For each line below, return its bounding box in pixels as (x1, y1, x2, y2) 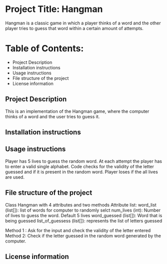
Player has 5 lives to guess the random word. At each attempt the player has (5, 158, 162, 164)
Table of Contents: (5, 43, 84, 54)
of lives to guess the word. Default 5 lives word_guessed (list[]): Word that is (5, 212, 162, 218)
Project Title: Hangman (5, 3, 103, 15)
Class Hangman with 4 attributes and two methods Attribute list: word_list (5, 202, 156, 208)
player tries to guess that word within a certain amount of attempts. (5, 25, 144, 31)
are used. (5, 174, 25, 180)
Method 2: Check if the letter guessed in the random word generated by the (5, 233, 161, 239)
